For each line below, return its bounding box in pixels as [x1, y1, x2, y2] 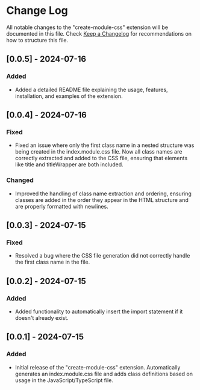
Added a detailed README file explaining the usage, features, [14, 86, 168, 93]
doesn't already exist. [14, 314, 69, 321]
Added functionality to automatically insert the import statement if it [14, 308, 183, 315]
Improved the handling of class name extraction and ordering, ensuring [14, 190, 192, 197]
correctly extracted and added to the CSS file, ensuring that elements [14, 155, 188, 162]
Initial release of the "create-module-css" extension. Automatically [14, 363, 181, 371]
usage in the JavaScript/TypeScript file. [14, 376, 113, 384]
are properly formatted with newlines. [14, 203, 108, 210]
